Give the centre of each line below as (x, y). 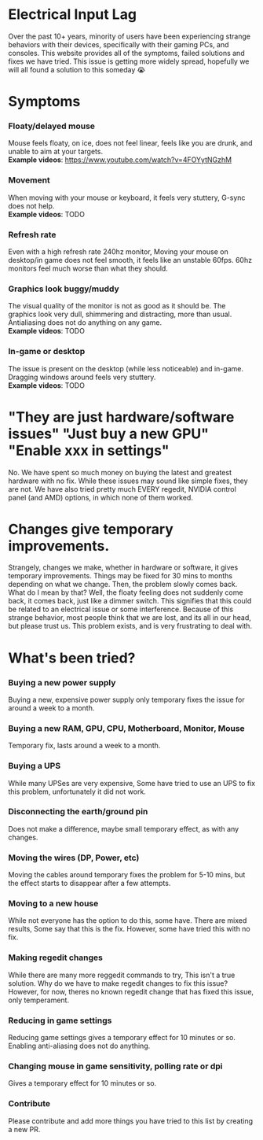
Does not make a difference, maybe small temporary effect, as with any (124, 828)
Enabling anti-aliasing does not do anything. (79, 1046)
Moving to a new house (53, 904)
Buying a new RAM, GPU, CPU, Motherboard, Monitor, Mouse (126, 728)
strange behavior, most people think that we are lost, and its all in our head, (130, 618)
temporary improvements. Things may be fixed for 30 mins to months (121, 576)
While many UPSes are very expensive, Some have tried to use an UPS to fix (132, 783)
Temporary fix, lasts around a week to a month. (84, 746)
